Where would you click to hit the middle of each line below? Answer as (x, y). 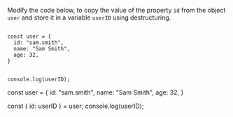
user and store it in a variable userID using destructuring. (89, 18)
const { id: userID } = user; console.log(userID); (76, 106)
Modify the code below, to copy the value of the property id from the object (116, 10)
